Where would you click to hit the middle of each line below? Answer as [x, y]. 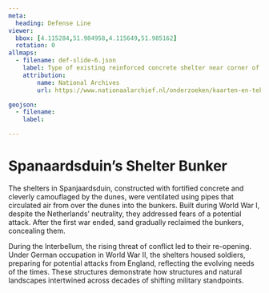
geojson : [23, 105]
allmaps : [23, 53]
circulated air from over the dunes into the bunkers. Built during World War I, [134, 205]
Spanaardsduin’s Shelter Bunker [118, 166]
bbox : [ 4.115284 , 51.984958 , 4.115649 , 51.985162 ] [96, 38]
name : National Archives [78, 82]
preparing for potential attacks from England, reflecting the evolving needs [131, 263]
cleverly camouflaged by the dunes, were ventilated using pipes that [121, 196]
